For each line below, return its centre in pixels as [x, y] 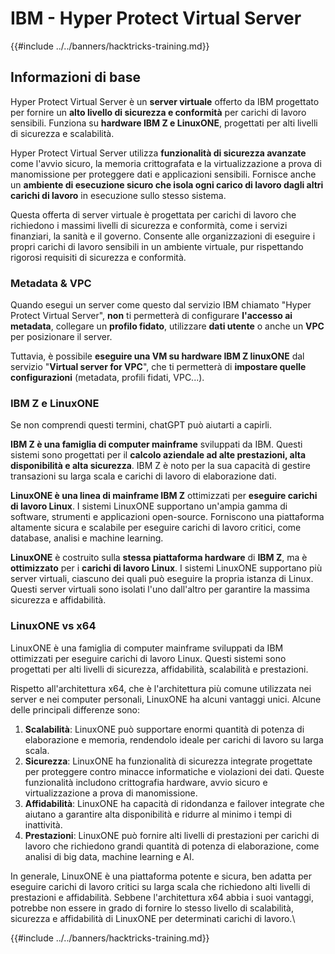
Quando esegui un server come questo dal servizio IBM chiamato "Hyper [161, 305]
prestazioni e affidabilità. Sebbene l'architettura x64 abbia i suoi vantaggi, [162, 897]
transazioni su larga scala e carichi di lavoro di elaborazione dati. [143, 476]
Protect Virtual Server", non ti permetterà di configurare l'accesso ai [151, 316]
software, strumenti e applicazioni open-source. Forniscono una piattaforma [167, 517]
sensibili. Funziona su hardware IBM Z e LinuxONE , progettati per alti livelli [164, 123]
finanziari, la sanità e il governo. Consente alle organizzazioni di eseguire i [163, 236]
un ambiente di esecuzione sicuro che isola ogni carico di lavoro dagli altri [167, 184]
